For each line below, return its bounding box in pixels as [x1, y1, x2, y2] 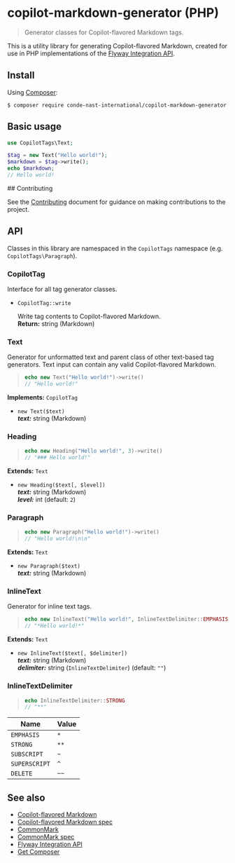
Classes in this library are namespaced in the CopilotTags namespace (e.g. [7, 244, 223, 252]
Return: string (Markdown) [17, 320, 95, 328]
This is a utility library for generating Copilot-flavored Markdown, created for [7, 41, 228, 50]
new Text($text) [17, 408, 65, 415]
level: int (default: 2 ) [17, 496, 76, 504]
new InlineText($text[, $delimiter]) [17, 650, 128, 657]
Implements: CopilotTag [7, 393, 78, 402]
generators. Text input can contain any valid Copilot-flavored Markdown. [7, 360, 217, 369]
